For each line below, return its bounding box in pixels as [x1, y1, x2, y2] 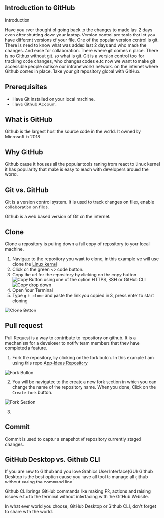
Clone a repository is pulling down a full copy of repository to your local [5, 241, 150, 247]
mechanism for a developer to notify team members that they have [5, 340, 140, 345]
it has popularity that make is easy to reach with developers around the [5, 166, 149, 172]
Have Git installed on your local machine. [12, 96, 95, 102]
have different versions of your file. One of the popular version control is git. [5, 37, 159, 43]
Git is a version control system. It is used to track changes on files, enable [5, 199, 155, 205]
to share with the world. [5, 509, 53, 515]
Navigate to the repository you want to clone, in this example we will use [12, 256, 159, 262]
